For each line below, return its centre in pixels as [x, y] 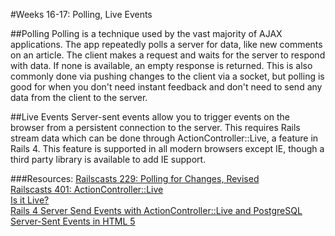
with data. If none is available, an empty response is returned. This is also [161, 65]
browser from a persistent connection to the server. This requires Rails [155, 127]
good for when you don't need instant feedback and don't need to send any [166, 87]
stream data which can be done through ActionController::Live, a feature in [164, 138]
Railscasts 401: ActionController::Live [87, 189]
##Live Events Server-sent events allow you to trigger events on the [150, 117]
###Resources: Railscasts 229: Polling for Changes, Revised [135, 178]
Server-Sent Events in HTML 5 [73, 221]
